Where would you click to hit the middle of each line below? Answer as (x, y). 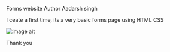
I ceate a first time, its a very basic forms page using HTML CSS (85, 20)
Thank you (19, 43)
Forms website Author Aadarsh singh (52, 9)
